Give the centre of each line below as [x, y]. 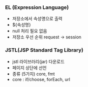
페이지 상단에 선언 [29, 67]
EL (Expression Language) [37, 7]
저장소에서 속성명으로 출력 [37, 19]
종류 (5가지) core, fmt [33, 74]
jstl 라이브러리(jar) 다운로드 [38, 61]
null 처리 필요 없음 [30, 31]
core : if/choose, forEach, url [41, 79]
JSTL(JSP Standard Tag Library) [44, 50]
